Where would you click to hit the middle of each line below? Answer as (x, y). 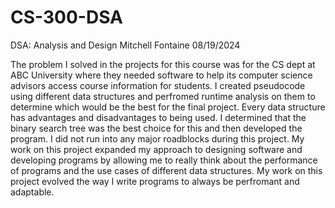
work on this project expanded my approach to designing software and (156, 149)
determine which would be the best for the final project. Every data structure (168, 107)
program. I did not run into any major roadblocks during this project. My (157, 138)
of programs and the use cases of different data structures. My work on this (166, 170)
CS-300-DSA (66, 17)
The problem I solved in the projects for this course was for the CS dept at (163, 64)
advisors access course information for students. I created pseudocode (158, 85)
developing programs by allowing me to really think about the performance (164, 160)
